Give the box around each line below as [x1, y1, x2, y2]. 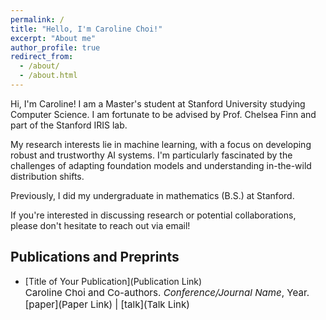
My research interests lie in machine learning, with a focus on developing [10, 138, 312, 150]
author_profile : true [10, 42, 101, 53]
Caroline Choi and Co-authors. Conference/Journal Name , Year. [24, 286, 310, 299]
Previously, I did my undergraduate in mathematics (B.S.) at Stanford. [10, 189, 295, 201]
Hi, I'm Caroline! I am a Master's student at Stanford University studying [10, 97, 306, 110]
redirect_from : [10, 52, 74, 62]
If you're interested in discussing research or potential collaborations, [10, 209, 297, 221]
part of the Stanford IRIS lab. [10, 119, 128, 131]
